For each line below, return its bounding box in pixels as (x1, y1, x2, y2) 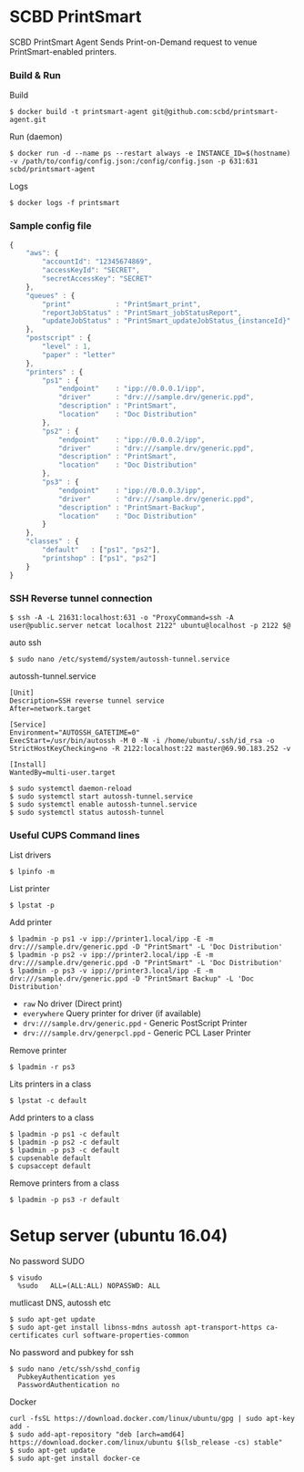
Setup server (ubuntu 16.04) (9, 1226, 228, 1246)
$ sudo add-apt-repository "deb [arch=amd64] (9, 1430, 185, 1439)
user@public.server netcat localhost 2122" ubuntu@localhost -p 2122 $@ (9, 621, 291, 630)
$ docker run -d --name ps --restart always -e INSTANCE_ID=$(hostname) (9, 149, 291, 159)
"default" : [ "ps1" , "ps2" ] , (42, 545, 161, 555)
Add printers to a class (9, 1112, 95, 1123)
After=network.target (9, 704, 92, 713)
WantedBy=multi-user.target (9, 767, 117, 777)
